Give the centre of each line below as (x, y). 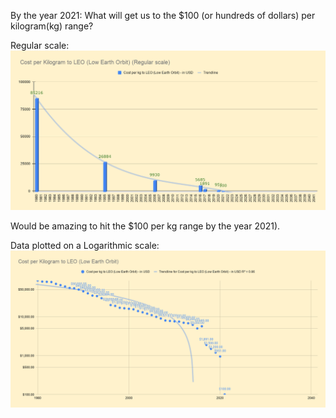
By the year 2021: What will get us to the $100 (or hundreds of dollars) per (163, 15)
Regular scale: (40, 45)
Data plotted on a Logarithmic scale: (85, 246)
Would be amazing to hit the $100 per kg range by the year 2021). (145, 226)
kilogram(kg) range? (52, 26)
